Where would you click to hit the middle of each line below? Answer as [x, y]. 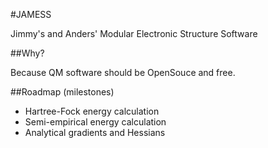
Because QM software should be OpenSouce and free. [123, 72]
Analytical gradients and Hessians [95, 132]
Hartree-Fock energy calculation [92, 111]
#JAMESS [31, 14]
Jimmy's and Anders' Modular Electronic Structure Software [134, 33]
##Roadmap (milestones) [62, 92]
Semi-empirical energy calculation [95, 122]
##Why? [27, 53]
